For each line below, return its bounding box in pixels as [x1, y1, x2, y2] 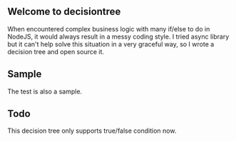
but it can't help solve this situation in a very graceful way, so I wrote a [7, 39, 215, 49]
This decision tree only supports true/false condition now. [7, 126, 177, 135]
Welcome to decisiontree [7, 6, 121, 18]
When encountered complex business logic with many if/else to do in [7, 24, 210, 33]
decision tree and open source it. [7, 47, 105, 56]
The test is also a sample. [7, 87, 83, 96]
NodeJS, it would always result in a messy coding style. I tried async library [7, 32, 230, 41]
